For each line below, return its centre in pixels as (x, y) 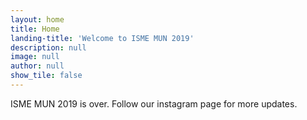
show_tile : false (46, 76)
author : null (37, 66)
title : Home (35, 29)
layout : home (37, 19)
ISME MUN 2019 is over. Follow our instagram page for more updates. (154, 103)
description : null (48, 47)
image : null (35, 57)
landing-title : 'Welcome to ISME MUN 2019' (102, 38)
